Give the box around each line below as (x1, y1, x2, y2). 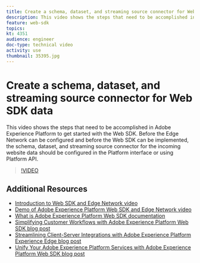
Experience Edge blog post (14, 237, 82, 245)
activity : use (6, 48, 42, 54)
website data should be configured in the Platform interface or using (6, 149, 174, 156)
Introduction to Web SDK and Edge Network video (14, 200, 138, 207)
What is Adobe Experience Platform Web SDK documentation (14, 212, 165, 220)
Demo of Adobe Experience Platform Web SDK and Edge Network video (14, 206, 192, 213)
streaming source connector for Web (6, 91, 193, 105)
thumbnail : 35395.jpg (6, 53, 60, 59)
